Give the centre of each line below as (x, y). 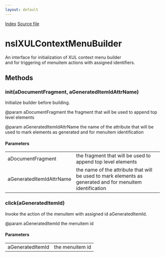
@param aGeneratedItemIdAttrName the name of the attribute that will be (79, 127)
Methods (19, 78)
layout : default (22, 10)
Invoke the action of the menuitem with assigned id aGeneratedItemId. (76, 214)
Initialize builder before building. (38, 103)
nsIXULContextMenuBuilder (64, 44)
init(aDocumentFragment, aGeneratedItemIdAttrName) (72, 92)
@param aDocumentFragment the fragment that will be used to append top (81, 112)
